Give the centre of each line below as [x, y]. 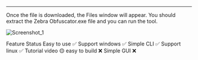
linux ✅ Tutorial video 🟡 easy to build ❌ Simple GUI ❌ [71, 51]
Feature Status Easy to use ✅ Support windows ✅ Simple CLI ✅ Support [93, 44]
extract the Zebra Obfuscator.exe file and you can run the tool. [82, 21]
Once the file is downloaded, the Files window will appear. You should [91, 15]
